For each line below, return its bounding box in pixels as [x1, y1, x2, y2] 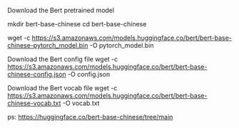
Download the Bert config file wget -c [7, 55, 118, 63]
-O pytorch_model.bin [89, 41, 154, 49]
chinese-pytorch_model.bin [7, 41, 88, 49]
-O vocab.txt [62, 99, 100, 107]
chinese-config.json [7, 70, 66, 78]
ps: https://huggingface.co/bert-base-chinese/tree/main [7, 113, 173, 121]
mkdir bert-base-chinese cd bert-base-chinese [7, 20, 147, 28]
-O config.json [67, 70, 111, 78]
